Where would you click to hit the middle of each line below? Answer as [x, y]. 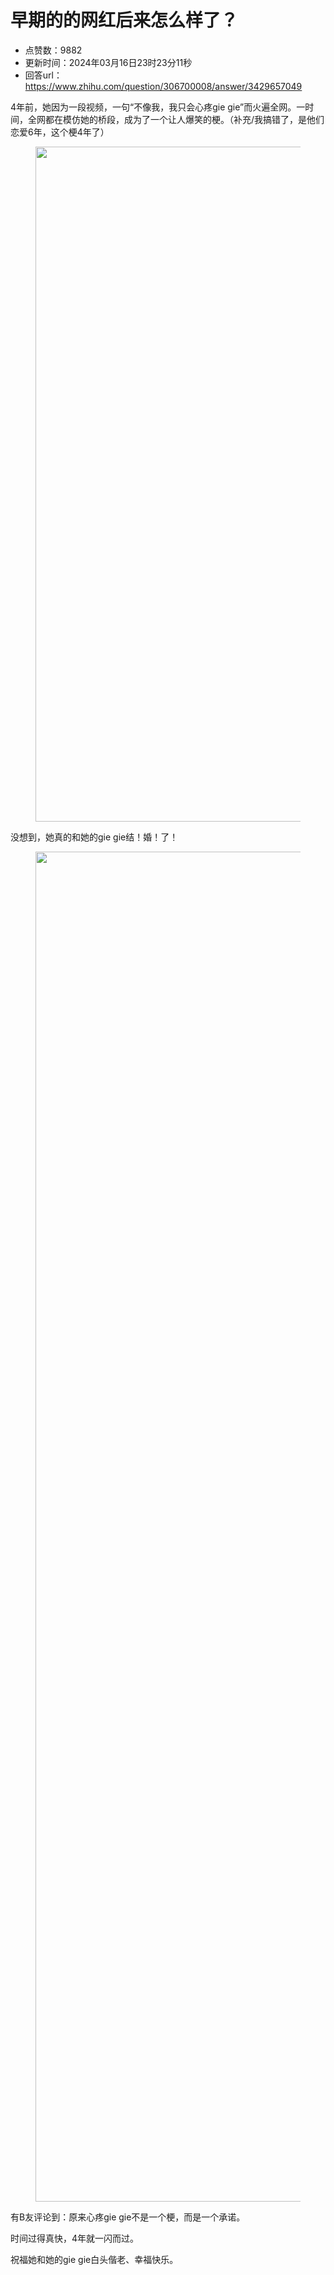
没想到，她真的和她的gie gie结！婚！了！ [94, 837]
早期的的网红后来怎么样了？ [124, 20]
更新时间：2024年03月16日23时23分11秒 [108, 62]
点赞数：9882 [53, 50]
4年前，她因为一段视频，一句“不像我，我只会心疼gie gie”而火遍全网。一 [158, 107]
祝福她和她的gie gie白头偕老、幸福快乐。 [94, 2259]
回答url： [43, 75]
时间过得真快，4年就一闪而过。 [75, 2238]
